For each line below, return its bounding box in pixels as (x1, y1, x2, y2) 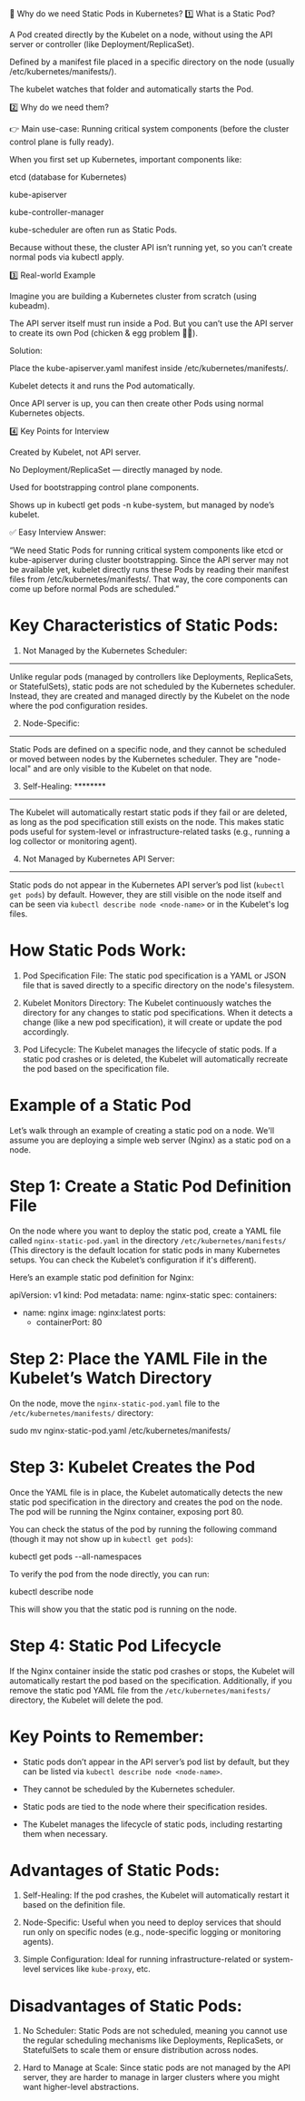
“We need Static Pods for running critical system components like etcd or (9, 545, 284, 555)
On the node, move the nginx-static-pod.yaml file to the (9, 1398, 221, 1409)
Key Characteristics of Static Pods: (9, 615, 279, 636)
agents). (22, 1937, 54, 1948)
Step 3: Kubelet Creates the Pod (9, 1457, 256, 1478)
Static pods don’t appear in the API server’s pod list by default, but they (22, 1756, 290, 1767)
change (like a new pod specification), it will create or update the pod (22, 1016, 283, 1027)
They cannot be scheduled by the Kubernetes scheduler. (22, 1783, 236, 1794)
